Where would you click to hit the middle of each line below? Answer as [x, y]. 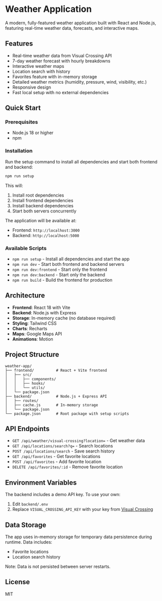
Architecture [25, 296]
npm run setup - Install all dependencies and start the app [71, 259]
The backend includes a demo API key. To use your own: [63, 495]
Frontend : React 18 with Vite [41, 307]
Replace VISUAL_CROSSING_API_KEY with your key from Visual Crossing [82, 509]
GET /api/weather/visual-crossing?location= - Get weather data [79, 441]
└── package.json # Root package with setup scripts [67, 414]
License [18, 582]
